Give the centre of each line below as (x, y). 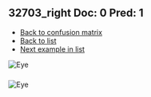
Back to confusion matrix (61, 32)
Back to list (38, 41)
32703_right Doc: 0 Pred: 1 (76, 13)
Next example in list (52, 49)
